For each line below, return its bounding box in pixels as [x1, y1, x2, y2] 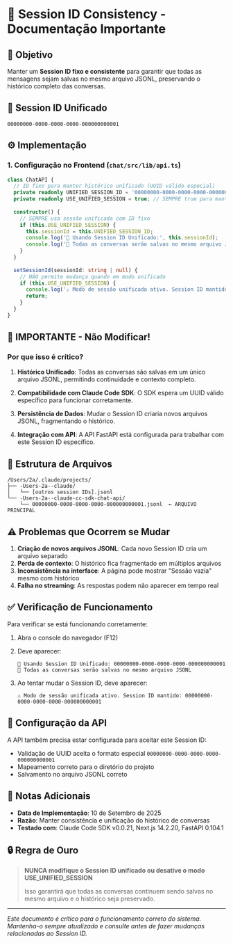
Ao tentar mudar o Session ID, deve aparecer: [17, 679, 148, 687]
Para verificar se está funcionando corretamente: [7, 619, 148, 628]
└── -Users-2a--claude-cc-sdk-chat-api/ [7, 495, 126, 502]
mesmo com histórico [17, 574, 80, 583]
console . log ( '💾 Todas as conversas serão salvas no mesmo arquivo [25, 241, 222, 248]
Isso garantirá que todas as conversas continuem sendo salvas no [24, 887, 214, 896]
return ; [25, 292, 49, 300]
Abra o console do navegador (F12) [17, 633, 119, 642]
